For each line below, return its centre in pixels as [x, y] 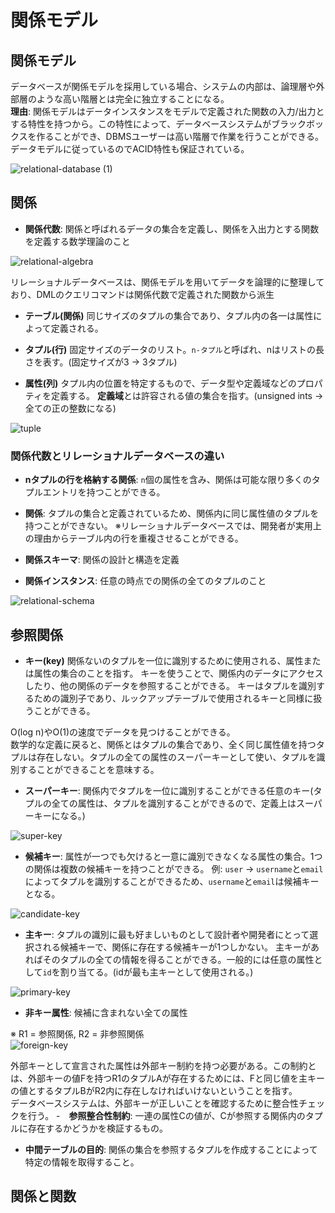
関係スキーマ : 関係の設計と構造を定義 [102, 560]
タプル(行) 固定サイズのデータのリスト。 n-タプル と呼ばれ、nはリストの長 [174, 349]
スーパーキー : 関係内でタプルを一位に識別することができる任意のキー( [169, 790]
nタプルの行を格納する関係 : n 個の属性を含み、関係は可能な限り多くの [168, 480]
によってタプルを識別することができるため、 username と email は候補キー [172, 881]
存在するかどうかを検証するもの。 [97, 1128]
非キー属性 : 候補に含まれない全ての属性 [106, 1012]
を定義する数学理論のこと [77, 241]
